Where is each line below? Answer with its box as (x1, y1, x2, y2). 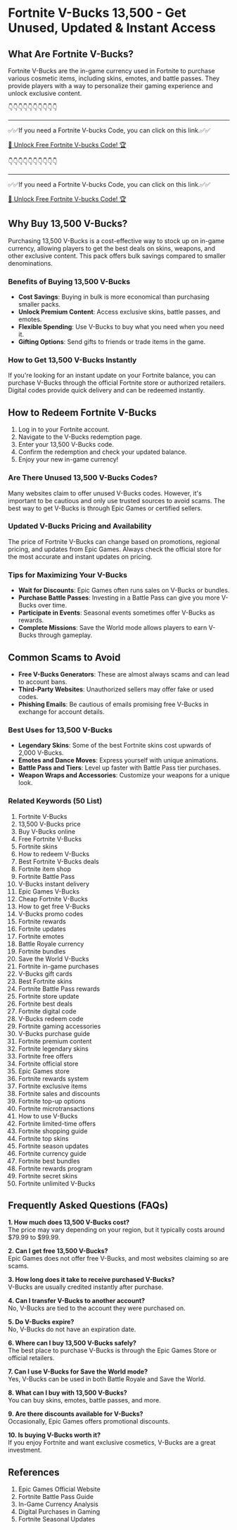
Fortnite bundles (18, 946, 66, 956)
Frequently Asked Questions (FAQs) (8, 1199, 169, 1211)
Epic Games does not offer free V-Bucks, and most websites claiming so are (8, 1254, 229, 1263)
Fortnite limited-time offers (18, 1119, 96, 1128)
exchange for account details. (18, 707, 105, 716)
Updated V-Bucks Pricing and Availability (8, 522, 152, 531)
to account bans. (18, 677, 68, 686)
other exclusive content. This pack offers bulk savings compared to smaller (8, 252, 226, 260)
